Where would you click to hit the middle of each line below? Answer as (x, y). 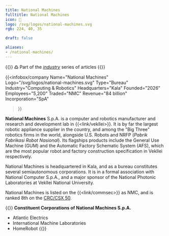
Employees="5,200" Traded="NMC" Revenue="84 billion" (66, 93)
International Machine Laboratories (49, 223)
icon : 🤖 (13, 19)
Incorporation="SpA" (27, 99)
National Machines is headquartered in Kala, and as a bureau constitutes (81, 166)
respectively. (19, 156)
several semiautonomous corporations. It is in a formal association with (80, 172)
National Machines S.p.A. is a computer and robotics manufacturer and (80, 118)
